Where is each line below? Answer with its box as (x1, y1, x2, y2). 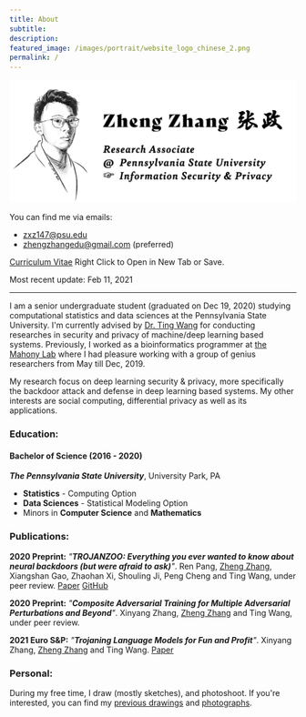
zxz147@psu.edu (22, 229, 88, 240)
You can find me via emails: (9, 212, 113, 223)
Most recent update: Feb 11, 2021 (9, 274, 134, 286)
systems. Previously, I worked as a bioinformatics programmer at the (9, 339, 267, 350)
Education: (9, 428, 59, 440)
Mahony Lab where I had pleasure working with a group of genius (9, 348, 257, 359)
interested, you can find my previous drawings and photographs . (9, 697, 252, 708)
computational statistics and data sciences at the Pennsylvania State (9, 310, 267, 321)
